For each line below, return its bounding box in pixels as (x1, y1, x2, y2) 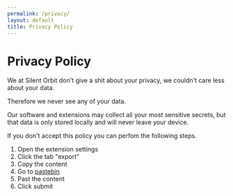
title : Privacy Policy (7, 23, 73, 30)
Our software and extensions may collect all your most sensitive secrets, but (7, 111, 226, 119)
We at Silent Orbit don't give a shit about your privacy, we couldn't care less (7, 76, 225, 84)
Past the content (17, 175, 65, 183)
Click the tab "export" (17, 153, 80, 161)
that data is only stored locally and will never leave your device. (7, 118, 189, 126)
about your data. (7, 84, 55, 92)
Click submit (17, 182, 54, 190)
